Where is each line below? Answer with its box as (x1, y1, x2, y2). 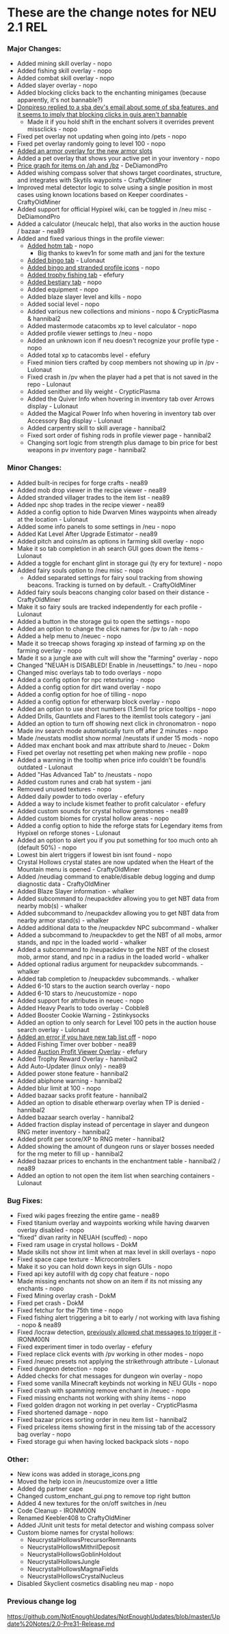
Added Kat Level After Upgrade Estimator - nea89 (16, 530, 158, 538)
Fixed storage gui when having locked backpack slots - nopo (16, 1438, 189, 1446)
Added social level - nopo (27, 300, 100, 308)
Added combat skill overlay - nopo (16, 74, 115, 82)
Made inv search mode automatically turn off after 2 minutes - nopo (16, 726, 208, 735)
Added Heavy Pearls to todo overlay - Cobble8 (16, 1003, 149, 1012)
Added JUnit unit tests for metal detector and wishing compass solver (16, 1521, 214, 1530)
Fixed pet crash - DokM (16, 1299, 84, 1307)
